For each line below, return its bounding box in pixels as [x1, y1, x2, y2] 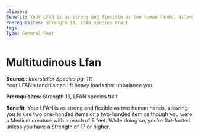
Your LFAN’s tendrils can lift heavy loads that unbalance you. [6, 82, 154, 89]
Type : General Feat [6, 31, 54, 37]
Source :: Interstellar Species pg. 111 [6, 75, 93, 82]
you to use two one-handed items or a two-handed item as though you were [6, 111, 192, 118]
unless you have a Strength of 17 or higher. [6, 123, 111, 130]
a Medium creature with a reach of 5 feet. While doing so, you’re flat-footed [6, 117, 191, 124]
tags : [6, 25, 20, 31]
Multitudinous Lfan [6, 56, 102, 69]
